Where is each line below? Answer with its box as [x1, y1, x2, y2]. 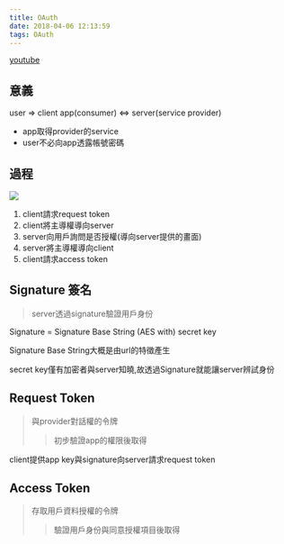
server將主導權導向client [22, 242, 114, 253]
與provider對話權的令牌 [31, 415, 119, 426]
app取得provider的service [22, 126, 120, 137]
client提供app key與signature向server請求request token [9, 454, 216, 465]
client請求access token [22, 254, 108, 264]
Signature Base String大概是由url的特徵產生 [9, 344, 171, 356]
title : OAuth [9, 13, 58, 23]
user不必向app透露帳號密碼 [22, 137, 124, 149]
